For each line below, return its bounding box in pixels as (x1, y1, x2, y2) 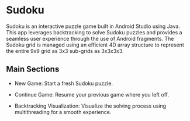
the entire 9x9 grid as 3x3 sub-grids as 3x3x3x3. (6, 47, 124, 54)
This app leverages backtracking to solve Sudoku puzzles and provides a (6, 29, 182, 35)
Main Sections (6, 65, 60, 74)
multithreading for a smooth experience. (14, 108, 112, 115)
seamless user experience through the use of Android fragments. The (6, 35, 174, 42)
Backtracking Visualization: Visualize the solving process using (14, 102, 167, 109)
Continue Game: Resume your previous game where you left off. (14, 91, 170, 98)
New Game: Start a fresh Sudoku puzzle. (14, 80, 113, 87)
